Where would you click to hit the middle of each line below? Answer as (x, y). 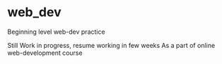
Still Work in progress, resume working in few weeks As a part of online (111, 45)
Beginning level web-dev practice (56, 32)
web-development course (45, 53)
